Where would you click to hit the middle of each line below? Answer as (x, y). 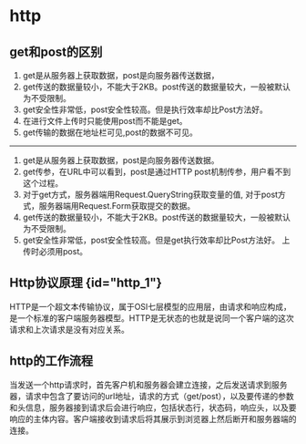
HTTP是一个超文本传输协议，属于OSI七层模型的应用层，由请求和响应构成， (150, 306)
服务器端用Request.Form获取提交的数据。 (117, 206)
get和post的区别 (56, 52)
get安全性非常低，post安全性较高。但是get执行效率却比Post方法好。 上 (156, 240)
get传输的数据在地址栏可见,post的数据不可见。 (110, 132)
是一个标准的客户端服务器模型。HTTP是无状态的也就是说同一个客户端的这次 (152, 318)
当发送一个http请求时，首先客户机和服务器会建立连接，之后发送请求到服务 (149, 385)
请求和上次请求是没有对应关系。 (69, 329)
